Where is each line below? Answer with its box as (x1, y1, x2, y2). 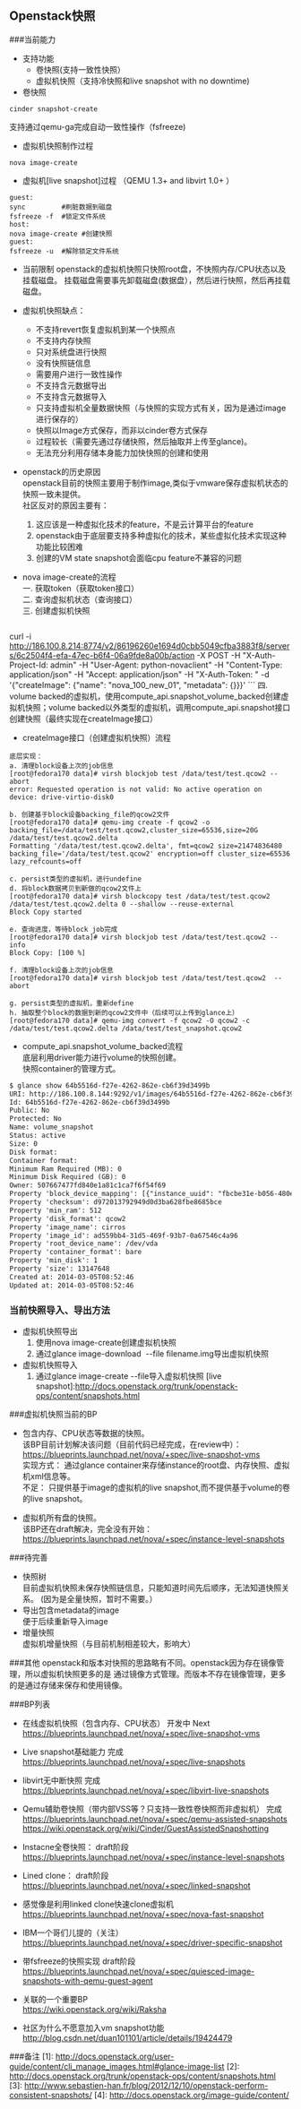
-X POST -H (196, 650, 241, 660)
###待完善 (9, 1552, 48, 1562)
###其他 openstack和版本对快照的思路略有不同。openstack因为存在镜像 (9, 1657, 277, 1668)
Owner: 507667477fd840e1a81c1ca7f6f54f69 (9, 1181, 167, 1190)
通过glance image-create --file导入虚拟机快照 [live (35, 1370, 222, 1382)
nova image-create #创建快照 (9, 229, 113, 238)
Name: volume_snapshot (9, 1123, 94, 1132)
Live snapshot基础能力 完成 (21, 1746, 124, 1757)
